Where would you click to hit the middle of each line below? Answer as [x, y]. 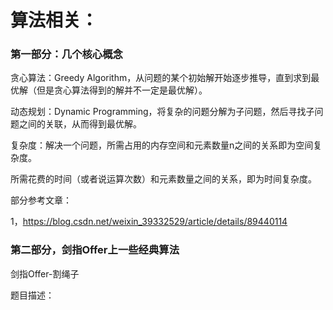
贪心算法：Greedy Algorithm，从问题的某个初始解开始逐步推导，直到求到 [161, 78]
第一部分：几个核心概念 [66, 54]
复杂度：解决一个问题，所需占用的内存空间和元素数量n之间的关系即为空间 [162, 145]
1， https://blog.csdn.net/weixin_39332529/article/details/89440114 [149, 222]
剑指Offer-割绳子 [45, 273]
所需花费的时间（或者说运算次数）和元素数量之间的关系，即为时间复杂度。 [163, 179]
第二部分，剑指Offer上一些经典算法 [95, 250]
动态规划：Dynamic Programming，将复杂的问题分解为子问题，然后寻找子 [162, 112]
